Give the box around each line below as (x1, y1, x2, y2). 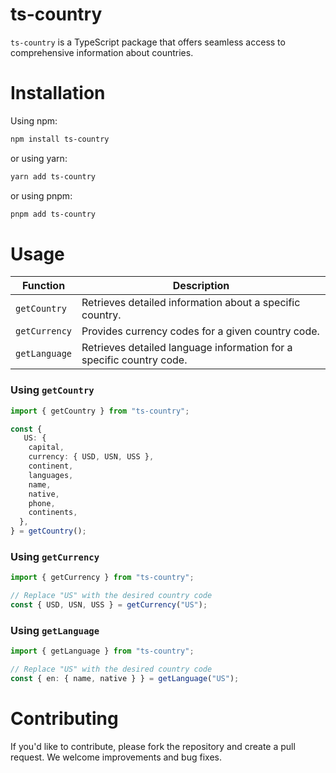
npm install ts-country (10, 134, 110, 144)
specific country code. (81, 353, 188, 367)
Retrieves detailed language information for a (81, 341, 293, 355)
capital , (28, 443, 65, 453)
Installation (10, 82, 106, 105)
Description (172, 279, 230, 293)
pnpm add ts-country (10, 209, 97, 219)
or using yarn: (10, 152, 68, 164)
